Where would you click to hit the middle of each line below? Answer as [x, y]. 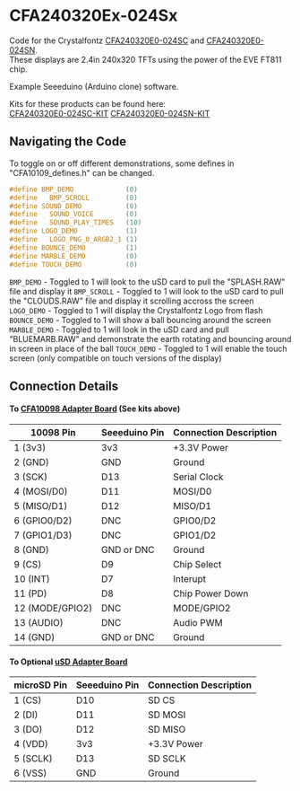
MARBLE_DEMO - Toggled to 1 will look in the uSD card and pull [120, 330]
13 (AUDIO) [39, 623]
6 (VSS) [30, 773]
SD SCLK [167, 759]
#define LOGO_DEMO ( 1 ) [74, 231]
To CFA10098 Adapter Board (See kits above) [95, 409]
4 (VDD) [31, 744]
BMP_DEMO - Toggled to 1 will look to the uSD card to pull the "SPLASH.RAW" [147, 281]
